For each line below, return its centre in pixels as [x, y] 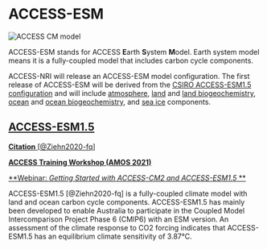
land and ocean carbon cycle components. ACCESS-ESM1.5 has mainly [127, 201]
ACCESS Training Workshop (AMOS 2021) [80, 162]
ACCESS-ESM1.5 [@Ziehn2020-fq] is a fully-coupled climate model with [128, 193]
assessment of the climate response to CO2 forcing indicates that [117, 227]
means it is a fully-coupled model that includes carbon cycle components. [131, 60]
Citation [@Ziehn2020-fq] [52, 147]
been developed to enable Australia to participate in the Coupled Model [127, 210]
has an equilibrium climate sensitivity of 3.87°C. [113, 236]
